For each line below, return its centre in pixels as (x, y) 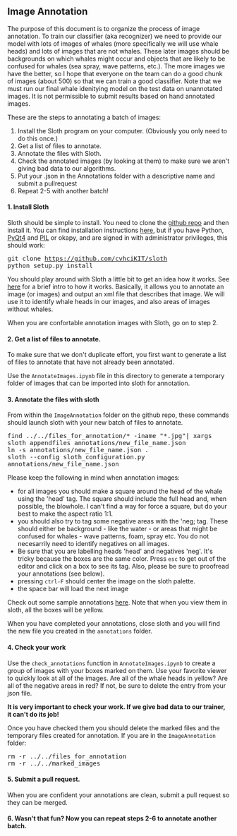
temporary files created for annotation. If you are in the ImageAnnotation (112, 735)
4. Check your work (37, 648)
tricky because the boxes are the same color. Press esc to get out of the (122, 559)
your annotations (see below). (61, 574)
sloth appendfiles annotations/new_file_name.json (97, 443)
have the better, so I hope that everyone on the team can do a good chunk (115, 73)
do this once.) (38, 138)
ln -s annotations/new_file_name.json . (78, 450)
